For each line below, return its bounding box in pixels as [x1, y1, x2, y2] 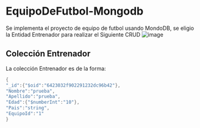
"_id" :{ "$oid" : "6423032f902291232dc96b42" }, [5, 82, 121, 88]
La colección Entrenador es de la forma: [5, 65, 106, 72]
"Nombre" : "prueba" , [5, 88, 55, 94]
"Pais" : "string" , [5, 105, 50, 111]
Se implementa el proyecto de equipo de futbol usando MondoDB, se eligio [5, 24, 195, 32]
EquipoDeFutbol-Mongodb [5, 4, 144, 18]
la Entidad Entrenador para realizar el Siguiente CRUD [5, 30, 141, 38]
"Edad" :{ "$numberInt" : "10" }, [5, 99, 80, 105]
